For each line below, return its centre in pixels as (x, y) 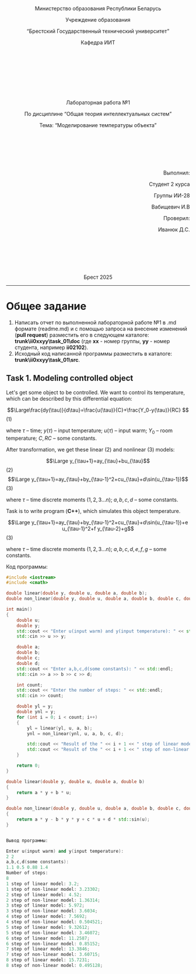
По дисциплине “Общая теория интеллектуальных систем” (98, 114)
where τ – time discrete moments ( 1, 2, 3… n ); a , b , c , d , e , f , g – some (87, 549)
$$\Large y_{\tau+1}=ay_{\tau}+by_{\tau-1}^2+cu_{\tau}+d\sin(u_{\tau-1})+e (98, 522)
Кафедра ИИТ (98, 42)
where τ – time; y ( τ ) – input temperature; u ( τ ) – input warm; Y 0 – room (90, 431)
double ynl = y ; (36, 712)
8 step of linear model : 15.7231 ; (48, 960)
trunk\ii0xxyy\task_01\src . (47, 360)
